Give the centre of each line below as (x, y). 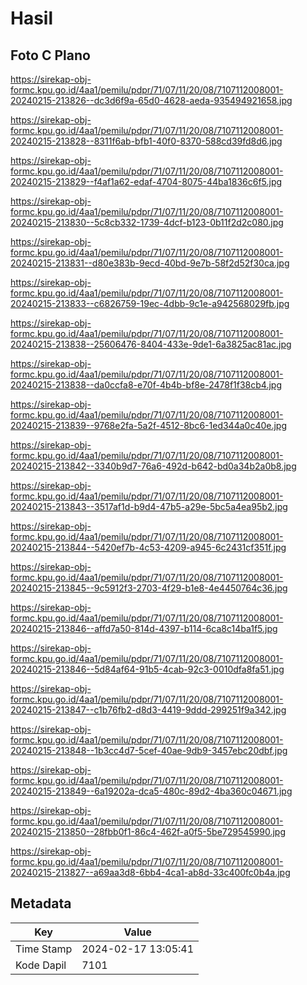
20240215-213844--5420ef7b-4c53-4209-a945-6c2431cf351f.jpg (148, 547)
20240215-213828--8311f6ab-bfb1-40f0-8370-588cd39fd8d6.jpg (146, 141)
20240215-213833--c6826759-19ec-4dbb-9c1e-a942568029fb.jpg (150, 303)
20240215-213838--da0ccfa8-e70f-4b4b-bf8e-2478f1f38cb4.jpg (146, 385)
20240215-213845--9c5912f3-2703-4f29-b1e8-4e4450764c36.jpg (149, 588)
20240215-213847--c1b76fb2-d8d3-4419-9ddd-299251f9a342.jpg (148, 710)
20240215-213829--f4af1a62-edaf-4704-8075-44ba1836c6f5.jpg (146, 181)
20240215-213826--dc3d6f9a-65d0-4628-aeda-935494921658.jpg (151, 100)
